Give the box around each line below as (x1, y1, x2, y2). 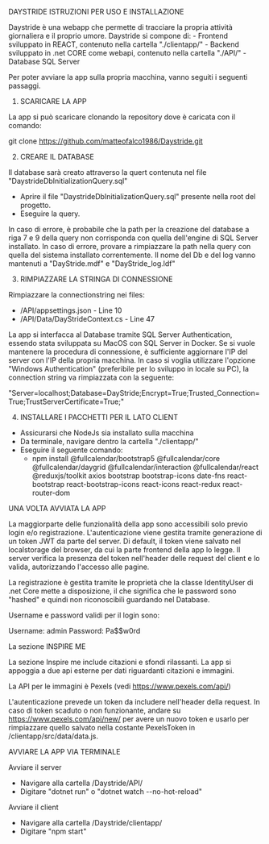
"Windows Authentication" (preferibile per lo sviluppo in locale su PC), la (8, 364, 250, 373)
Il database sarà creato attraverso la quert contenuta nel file (8, 168, 207, 177)
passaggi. (8, 81, 41, 90)
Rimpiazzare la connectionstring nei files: (8, 290, 145, 299)
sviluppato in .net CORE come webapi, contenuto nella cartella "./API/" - (8, 48, 247, 57)
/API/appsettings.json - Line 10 (19, 306, 122, 315)
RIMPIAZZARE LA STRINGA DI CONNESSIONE (19, 274, 173, 284)
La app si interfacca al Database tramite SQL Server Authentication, (8, 330, 233, 339)
